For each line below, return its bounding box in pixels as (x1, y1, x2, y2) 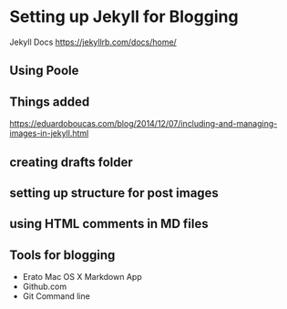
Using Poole (9, 63, 79, 78)
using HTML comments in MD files (9, 216, 210, 232)
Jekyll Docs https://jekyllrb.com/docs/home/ (9, 36, 178, 47)
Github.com (22, 281, 67, 293)
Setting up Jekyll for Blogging (9, 6, 239, 27)
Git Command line (22, 291, 91, 302)
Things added (9, 94, 90, 109)
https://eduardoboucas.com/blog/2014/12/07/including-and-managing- (9, 118, 278, 129)
